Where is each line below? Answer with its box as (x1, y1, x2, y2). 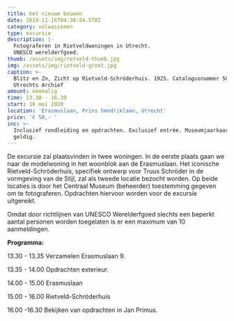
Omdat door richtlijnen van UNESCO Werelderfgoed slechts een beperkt (7, 210, 214, 219)
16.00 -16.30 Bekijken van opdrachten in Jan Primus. (7, 306, 158, 314)
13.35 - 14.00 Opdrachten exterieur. (7, 265, 109, 274)
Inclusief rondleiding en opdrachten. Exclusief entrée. (13, 127, 182, 134)
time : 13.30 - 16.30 (7, 95, 68, 102)
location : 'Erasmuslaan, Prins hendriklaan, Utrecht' (7, 107, 167, 114)
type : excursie (7, 29, 52, 37)
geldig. (13, 133, 36, 140)
